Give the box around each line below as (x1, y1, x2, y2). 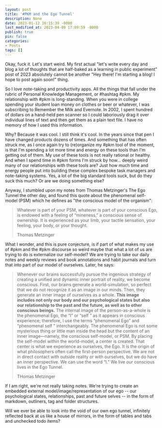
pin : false (5, 34, 27, 39)
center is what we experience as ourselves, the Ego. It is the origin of (16, 343, 155, 349)
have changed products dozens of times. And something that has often (5, 136, 147, 142)
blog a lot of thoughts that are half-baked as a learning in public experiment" (5, 66, 158, 72)
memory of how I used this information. (5, 122, 84, 128)
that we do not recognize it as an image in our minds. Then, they (16, 287, 145, 293)
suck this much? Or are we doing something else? (5, 178, 104, 183)
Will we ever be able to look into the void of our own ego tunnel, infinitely (5, 408, 150, 413)
